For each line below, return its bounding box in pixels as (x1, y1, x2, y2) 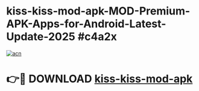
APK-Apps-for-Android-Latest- (6, 17, 166, 31)
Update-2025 (6, 30, 75, 43)
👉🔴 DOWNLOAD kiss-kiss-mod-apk (6, 72, 193, 86)
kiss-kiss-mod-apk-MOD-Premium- (6, 4, 191, 18)
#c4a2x (77, 30, 118, 43)
